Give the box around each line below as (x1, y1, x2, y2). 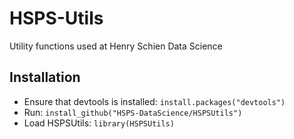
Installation (9, 69, 81, 86)
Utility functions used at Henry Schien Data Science (9, 40, 223, 52)
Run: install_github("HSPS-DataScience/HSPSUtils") (23, 106, 243, 118)
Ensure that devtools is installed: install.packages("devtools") (23, 95, 286, 107)
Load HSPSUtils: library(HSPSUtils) (23, 117, 175, 129)
